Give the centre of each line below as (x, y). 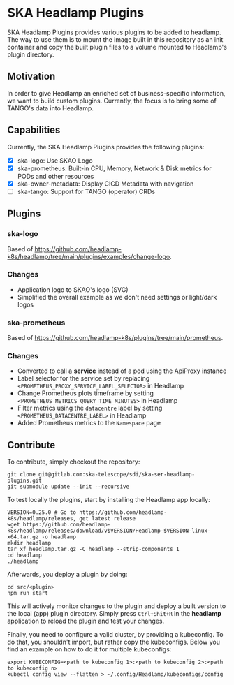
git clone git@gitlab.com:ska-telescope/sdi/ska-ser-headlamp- (101, 475)
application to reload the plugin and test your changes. (86, 621)
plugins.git (24, 481)
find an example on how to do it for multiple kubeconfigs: (89, 649)
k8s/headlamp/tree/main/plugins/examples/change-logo (89, 256)
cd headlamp (24, 555)
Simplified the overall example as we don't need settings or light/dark (117, 297)
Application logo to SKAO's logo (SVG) (73, 289)
